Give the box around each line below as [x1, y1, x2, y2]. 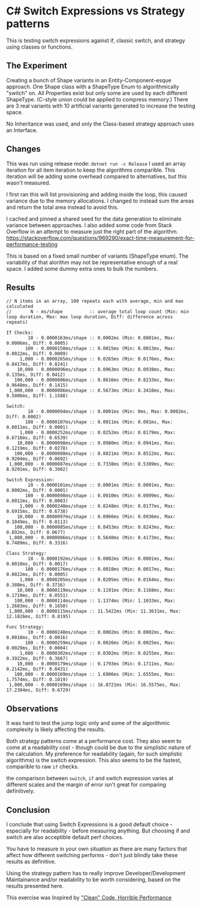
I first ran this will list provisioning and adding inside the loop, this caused [6, 190, 187, 198]
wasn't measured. [6, 179, 51, 186]
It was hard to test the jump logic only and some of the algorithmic [6, 720, 170, 727]
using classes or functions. [6, 43, 73, 50]
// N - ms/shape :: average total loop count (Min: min [6, 309, 189, 315]
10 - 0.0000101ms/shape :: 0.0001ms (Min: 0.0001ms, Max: [28, 482, 176, 488]
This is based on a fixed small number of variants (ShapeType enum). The [6, 252, 189, 259]
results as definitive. [6, 858, 56, 865]
